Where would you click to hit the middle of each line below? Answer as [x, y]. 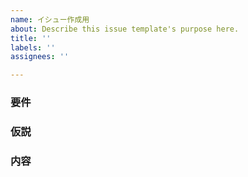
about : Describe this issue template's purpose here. [125, 29]
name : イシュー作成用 [50, 19]
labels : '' [33, 47]
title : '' [31, 38]
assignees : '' [40, 57]
